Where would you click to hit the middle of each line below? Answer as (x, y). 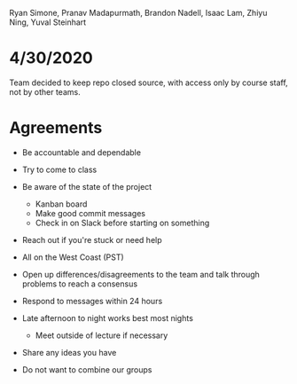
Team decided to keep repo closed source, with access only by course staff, (148, 82)
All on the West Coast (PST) (73, 257)
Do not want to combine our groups (87, 369)
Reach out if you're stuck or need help (92, 239)
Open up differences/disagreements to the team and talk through (141, 274)
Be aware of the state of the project (87, 186)
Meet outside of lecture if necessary (102, 335)
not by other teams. (45, 91)
